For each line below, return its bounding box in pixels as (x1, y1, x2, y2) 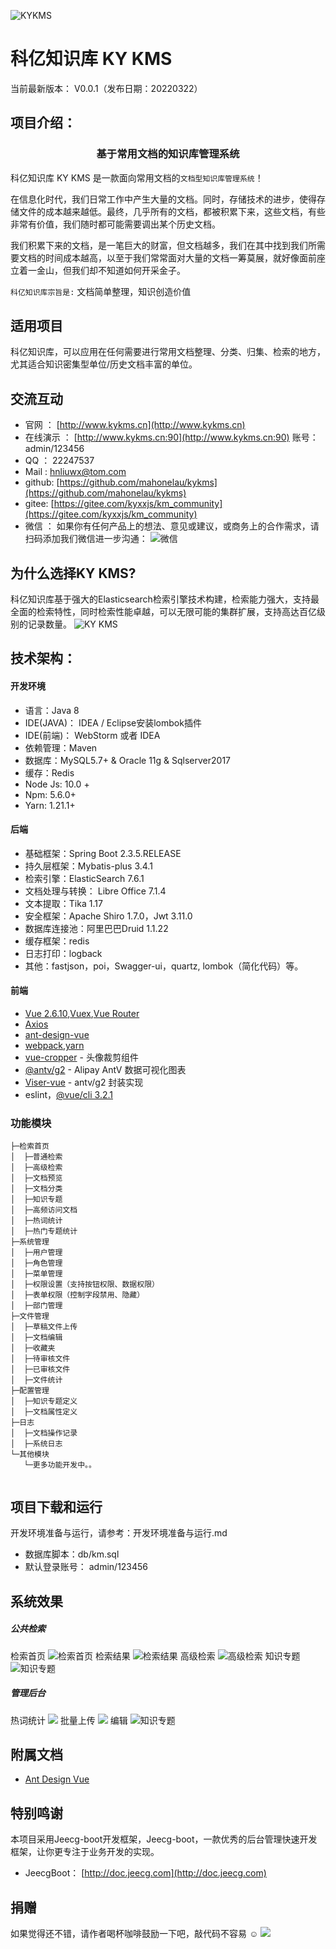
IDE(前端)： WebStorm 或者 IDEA (24, 729, 161, 741)
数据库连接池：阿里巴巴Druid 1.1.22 (24, 922, 169, 934)
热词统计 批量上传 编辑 (10, 1714, 128, 1726)
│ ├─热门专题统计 (10, 1226, 78, 1237)
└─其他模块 (10, 1450, 50, 1460)
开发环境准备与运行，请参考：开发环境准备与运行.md (10, 1527, 228, 1539)
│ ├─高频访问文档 (10, 1205, 78, 1215)
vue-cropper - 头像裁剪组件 (24, 1051, 139, 1064)
